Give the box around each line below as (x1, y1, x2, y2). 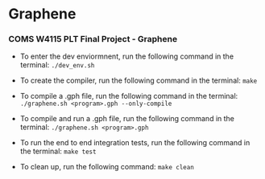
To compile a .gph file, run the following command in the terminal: (19, 92, 238, 101)
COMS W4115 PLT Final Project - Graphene (8, 34, 178, 45)
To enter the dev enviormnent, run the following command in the (19, 51, 234, 61)
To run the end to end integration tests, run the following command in (19, 138, 251, 148)
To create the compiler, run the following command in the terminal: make (19, 75, 258, 85)
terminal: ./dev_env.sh (19, 60, 95, 70)
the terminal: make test (19, 146, 97, 157)
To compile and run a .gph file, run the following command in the (19, 114, 235, 124)
